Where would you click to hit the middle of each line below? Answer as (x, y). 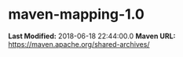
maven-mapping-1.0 (77, 14)
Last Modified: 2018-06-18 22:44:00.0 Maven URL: (92, 36)
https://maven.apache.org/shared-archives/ (79, 44)
